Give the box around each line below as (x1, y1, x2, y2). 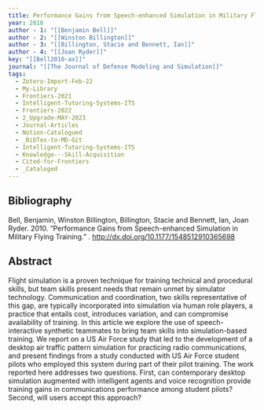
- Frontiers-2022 (15, 107, 72, 115)
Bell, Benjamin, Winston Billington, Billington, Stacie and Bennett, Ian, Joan (8, 215, 249, 224)
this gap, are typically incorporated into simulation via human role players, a (8, 301, 253, 310)
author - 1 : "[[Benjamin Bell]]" (8, 26, 118, 34)
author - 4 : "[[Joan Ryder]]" (8, 48, 108, 56)
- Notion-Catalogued (15, 128, 82, 136)
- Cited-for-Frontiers (15, 158, 90, 166)
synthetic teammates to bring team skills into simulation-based (44, 326, 247, 335)
